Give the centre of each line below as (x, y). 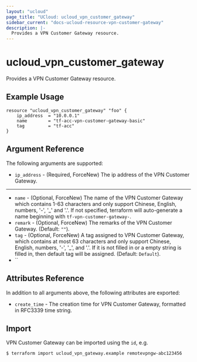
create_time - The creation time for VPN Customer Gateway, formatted (100, 304)
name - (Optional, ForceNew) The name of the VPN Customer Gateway (99, 198)
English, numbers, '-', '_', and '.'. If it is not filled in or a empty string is (98, 248)
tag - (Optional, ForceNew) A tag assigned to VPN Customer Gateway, (99, 235)
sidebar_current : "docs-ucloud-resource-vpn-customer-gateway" (85, 22)
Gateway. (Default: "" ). (42, 229)
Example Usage (35, 97)
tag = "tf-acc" (46, 126)
